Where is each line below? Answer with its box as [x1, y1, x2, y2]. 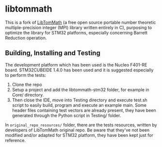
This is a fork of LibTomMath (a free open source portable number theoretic [5, 19, 156, 25]
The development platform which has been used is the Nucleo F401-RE [5, 62, 147, 67]
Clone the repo [12, 82, 42, 87]
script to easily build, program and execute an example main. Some [12, 102, 147, 108]
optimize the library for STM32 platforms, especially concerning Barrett [5, 30, 148, 35]
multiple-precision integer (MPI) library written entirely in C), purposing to [5, 24, 152, 30]
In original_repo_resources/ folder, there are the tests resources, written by [5, 122, 157, 128]
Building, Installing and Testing [5, 49, 100, 57]
